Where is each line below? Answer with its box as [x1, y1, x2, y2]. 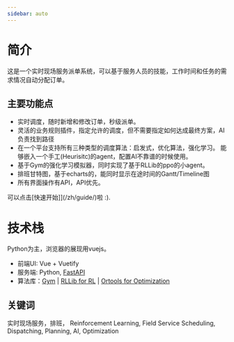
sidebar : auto [7, 10, 49, 17]
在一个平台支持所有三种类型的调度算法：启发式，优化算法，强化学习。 [17, 143, 219, 152]
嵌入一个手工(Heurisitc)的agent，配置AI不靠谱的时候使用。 [23, 153, 192, 161]
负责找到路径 [17, 135, 54, 143]
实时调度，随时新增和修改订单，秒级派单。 [17, 118, 140, 126]
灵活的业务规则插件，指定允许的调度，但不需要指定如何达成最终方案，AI [17, 126, 225, 134]
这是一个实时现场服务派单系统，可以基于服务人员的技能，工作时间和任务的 [7, 67, 221, 75]
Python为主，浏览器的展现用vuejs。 [7, 244, 110, 253]
